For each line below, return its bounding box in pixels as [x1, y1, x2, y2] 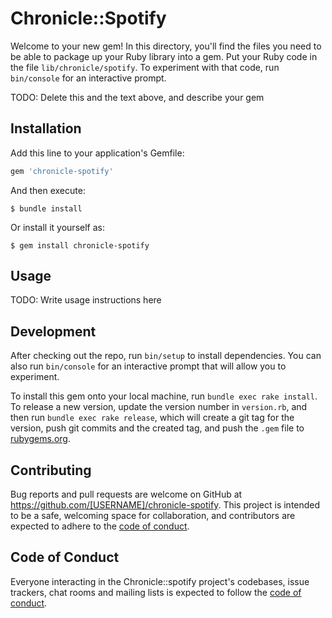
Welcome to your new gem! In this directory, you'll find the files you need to [10, 40, 322, 52]
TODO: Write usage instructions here [10, 294, 162, 306]
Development [10, 323, 97, 340]
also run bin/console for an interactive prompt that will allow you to [10, 360, 287, 372]
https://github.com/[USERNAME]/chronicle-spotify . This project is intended [10, 499, 321, 511]
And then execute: [10, 184, 86, 196]
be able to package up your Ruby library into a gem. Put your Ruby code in [10, 50, 318, 62]
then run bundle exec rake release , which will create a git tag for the [10, 412, 295, 424]
